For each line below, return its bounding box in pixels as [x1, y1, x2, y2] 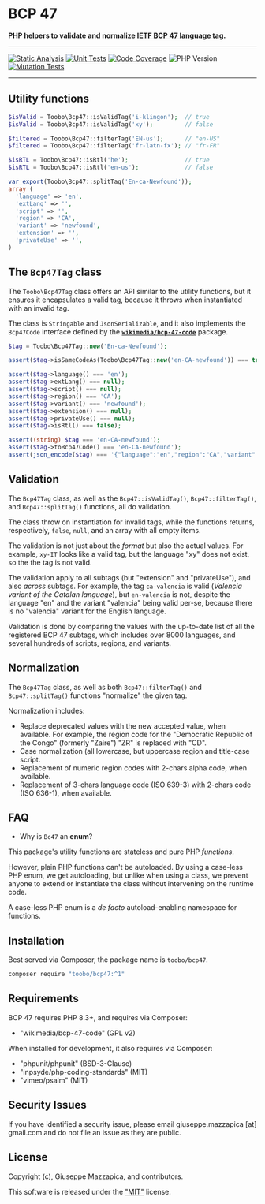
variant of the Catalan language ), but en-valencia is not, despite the [8, 589, 230, 599]
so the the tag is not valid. [8, 557, 92, 567]
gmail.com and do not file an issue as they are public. [8, 1128, 181, 1137]
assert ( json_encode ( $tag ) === [8, 451, 108, 459]
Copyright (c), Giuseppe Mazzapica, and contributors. [8, 1172, 184, 1181]
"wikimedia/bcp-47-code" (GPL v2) [19, 1028, 136, 1038]
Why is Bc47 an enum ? [19, 832, 93, 841]
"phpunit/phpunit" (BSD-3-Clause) [19, 1058, 132, 1068]
